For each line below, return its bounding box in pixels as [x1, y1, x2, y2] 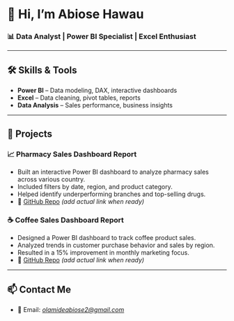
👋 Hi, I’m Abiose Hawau [7, 6, 144, 22]
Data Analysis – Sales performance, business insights [17, 101, 173, 110]
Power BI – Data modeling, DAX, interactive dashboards [17, 87, 178, 95]
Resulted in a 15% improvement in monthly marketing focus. [17, 248, 190, 257]
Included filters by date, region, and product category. [17, 182, 173, 191]
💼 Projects [7, 128, 53, 140]
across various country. [17, 174, 86, 184]
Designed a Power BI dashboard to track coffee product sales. [17, 234, 196, 242]
